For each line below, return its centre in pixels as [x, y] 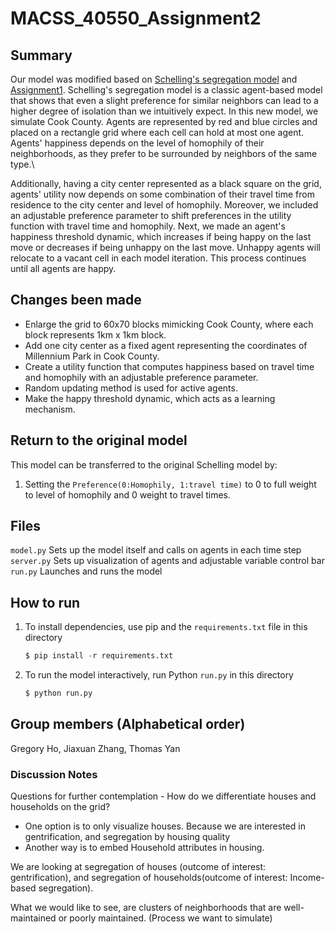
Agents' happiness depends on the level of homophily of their [137, 143]
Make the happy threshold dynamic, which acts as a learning [150, 398]
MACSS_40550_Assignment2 [136, 18]
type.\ [22, 164]
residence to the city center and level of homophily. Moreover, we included [164, 205]
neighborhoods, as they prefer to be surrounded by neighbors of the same [164, 153]
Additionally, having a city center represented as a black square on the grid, [166, 183]
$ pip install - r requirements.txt [99, 656]
